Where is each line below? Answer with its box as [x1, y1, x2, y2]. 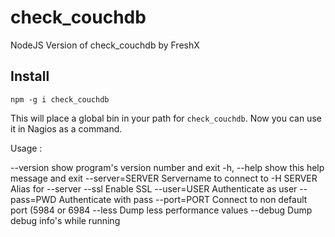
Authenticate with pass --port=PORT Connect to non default [58, 193, 308, 205]
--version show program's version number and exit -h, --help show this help [10, 161, 325, 173]
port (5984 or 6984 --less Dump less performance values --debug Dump [10, 204, 313, 216]
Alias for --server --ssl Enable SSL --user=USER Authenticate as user [10, 182, 298, 195]
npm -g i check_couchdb [10, 94, 110, 105]
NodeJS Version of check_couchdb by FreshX [10, 39, 200, 51]
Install [10, 68, 50, 85]
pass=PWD [10, 193, 57, 205]
